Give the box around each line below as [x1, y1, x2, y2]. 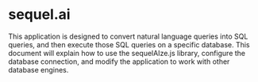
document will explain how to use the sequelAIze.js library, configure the [8, 48, 246, 58]
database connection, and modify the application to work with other [8, 57, 230, 66]
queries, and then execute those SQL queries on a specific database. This [8, 39, 250, 49]
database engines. [8, 65, 69, 74]
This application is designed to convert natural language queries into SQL [8, 32, 248, 41]
